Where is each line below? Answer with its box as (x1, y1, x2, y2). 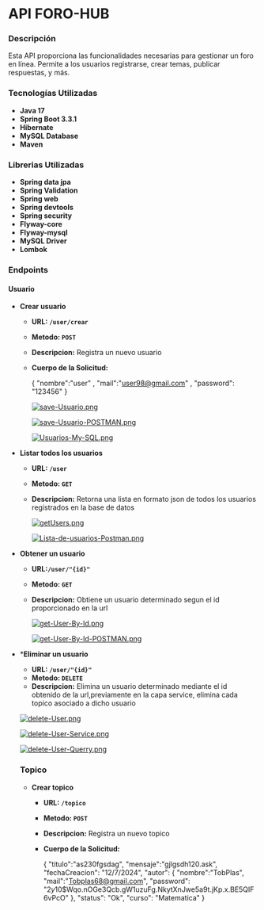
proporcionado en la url (31, 603, 108, 613)
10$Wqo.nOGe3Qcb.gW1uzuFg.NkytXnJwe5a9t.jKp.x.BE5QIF (55, 885, 255, 894)
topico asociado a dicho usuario (31, 698, 136, 708)
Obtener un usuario (19, 549, 85, 559)
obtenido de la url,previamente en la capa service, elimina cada (31, 690, 239, 700)
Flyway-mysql (19, 227, 68, 238)
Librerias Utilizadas (8, 159, 85, 170)
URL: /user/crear (31, 317, 89, 327)
